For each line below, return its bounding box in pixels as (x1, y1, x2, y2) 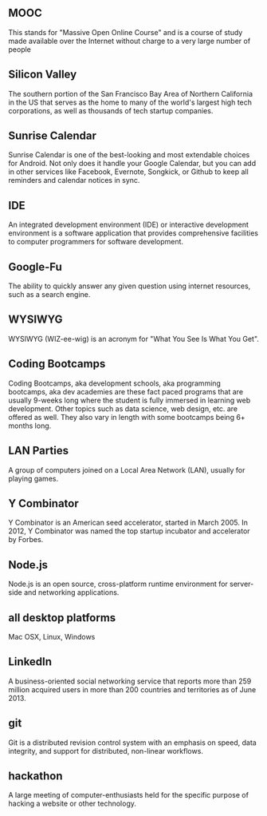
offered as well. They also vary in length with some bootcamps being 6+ (8, 412, 245, 422)
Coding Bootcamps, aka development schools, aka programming (8, 378, 222, 388)
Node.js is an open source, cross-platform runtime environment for (8, 579, 229, 589)
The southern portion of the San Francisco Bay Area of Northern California (8, 89, 253, 98)
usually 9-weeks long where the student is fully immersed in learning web (8, 395, 251, 405)
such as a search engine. (8, 290, 91, 299)
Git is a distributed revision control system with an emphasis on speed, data (8, 738, 257, 747)
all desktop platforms (8, 611, 116, 624)
